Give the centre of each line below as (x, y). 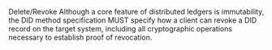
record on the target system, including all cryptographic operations (121, 29)
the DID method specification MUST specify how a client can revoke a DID (133, 20)
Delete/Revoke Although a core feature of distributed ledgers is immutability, (136, 12)
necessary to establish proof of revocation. (80, 37)
